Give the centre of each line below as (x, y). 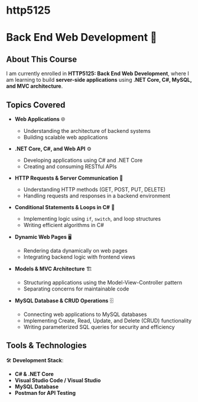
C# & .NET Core (34, 374)
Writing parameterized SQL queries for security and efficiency (99, 327)
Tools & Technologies (46, 345)
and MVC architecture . (35, 86)
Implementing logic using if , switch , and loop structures (92, 219)
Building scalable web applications (66, 137)
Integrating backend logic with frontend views (79, 257)
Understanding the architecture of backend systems (87, 131)
